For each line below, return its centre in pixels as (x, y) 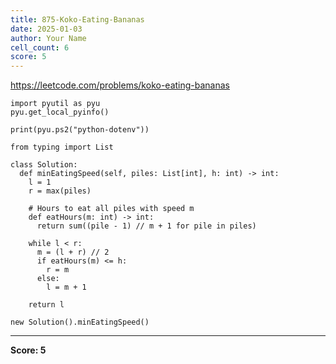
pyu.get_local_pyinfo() (60, 112)
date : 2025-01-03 (46, 29)
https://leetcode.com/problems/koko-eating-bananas (120, 85)
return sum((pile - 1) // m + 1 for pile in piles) (146, 226)
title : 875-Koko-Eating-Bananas (77, 19)
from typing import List (62, 147)
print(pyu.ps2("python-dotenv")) (80, 130)
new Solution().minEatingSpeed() (80, 322)
